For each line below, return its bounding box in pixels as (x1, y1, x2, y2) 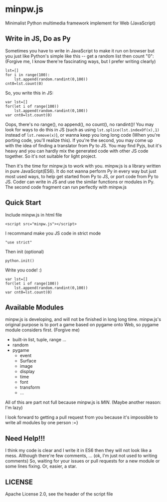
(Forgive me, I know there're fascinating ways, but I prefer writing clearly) (5, 58, 156, 64)
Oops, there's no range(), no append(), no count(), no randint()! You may (5, 121, 154, 127)
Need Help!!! (5, 434, 45, 443)
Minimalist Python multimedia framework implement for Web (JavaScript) (5, 20, 156, 26)
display (19, 368, 35, 375)
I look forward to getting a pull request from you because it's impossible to (5, 414, 158, 420)
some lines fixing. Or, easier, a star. (5, 463, 77, 470)
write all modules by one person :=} (5, 420, 78, 426)
